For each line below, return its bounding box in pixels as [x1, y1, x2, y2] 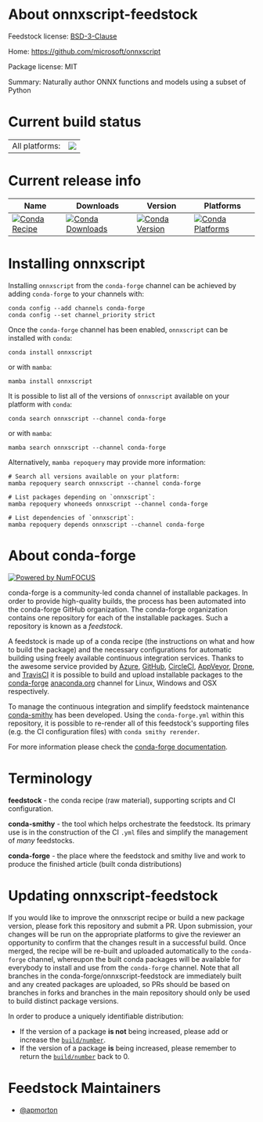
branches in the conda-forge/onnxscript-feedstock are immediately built [8, 971, 242, 981]
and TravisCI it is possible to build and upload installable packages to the [8, 670, 243, 679]
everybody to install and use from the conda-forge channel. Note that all [8, 963, 240, 972]
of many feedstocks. [8, 835, 75, 845]
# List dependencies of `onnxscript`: [8, 513, 135, 521]
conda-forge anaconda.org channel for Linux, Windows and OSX [8, 678, 218, 688]
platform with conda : [8, 399, 73, 409]
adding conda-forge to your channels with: [8, 289, 145, 298]
